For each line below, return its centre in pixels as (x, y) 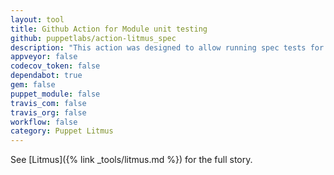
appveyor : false (44, 57)
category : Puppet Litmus (62, 131)
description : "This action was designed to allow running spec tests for (167, 47)
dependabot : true (46, 76)
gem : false (33, 85)
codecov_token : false (55, 66)
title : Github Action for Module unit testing (109, 29)
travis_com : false (48, 103)
